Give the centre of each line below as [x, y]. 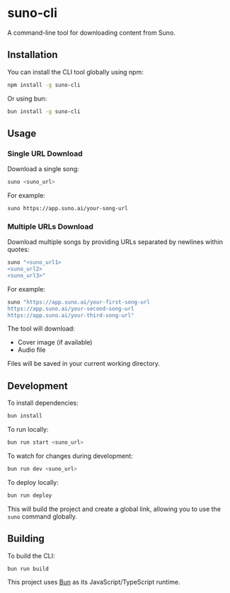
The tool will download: [41, 329]
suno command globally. [42, 516]
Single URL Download [45, 154]
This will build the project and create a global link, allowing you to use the [114, 509]
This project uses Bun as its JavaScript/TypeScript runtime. [94, 582]
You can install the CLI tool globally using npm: [75, 71]
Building [26, 539]
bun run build [28, 569]
